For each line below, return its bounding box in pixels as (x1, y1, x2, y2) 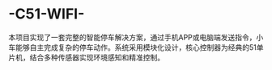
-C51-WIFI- (8, 5, 85, 23)
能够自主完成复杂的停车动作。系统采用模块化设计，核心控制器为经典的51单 (15, 42, 264, 52)
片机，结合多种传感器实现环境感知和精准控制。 (8, 52, 164, 62)
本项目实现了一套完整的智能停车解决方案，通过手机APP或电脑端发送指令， (8, 32, 257, 42)
